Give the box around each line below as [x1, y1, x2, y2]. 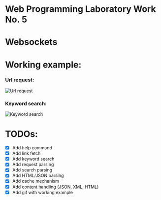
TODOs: [5, 129, 38, 140]
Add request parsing [12, 162, 54, 167]
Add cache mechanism [12, 178, 59, 184]
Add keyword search [12, 156, 55, 162]
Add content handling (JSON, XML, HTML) [12, 184, 99, 190]
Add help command [12, 145, 53, 151]
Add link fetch [12, 150, 41, 156]
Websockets [5, 36, 58, 48]
